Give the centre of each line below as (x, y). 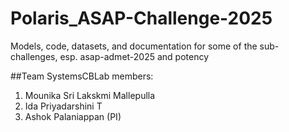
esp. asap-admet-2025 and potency (134, 56)
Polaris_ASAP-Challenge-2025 (141, 18)
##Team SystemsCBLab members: (82, 76)
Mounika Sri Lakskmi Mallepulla (90, 95)
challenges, (34, 56)
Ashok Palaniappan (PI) (73, 116)
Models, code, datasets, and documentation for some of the (134, 46)
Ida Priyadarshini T (63, 106)
